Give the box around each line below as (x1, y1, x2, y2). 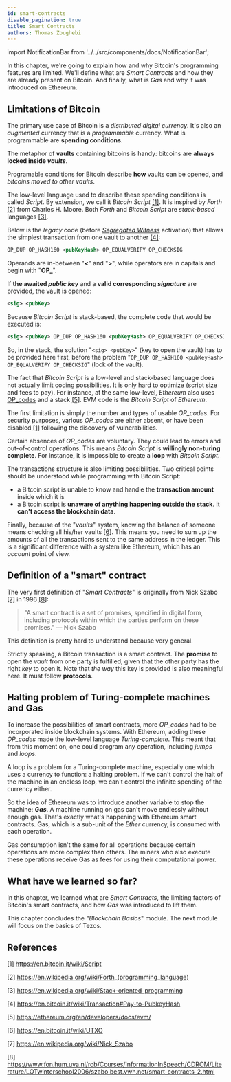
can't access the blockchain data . (16, 507, 115, 516)
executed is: (7, 320, 42, 328)
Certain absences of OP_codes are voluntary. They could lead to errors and (7, 437, 221, 445)
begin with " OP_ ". (7, 266, 57, 274)
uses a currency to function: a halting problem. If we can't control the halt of (7, 771, 223, 779)
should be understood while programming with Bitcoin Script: (7, 472, 181, 480)
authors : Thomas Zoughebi (7, 29, 81, 36)
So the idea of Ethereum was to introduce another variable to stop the (7, 798, 205, 806)
